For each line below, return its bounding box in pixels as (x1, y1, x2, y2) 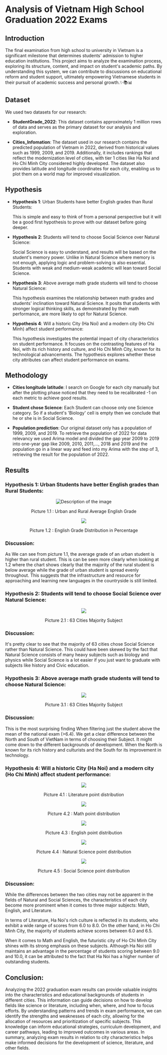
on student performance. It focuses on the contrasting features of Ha (12, 341, 155, 347)
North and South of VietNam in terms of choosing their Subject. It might (5, 736, 152, 742)
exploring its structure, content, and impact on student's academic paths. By (5, 63, 163, 69)
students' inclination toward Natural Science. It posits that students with (12, 300, 161, 306)
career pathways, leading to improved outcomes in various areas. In (5, 1029, 145, 1035)
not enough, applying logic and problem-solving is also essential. (12, 259, 147, 265)
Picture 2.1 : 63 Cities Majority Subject (44, 617, 123, 623)
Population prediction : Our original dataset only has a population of (12, 425, 152, 431)
